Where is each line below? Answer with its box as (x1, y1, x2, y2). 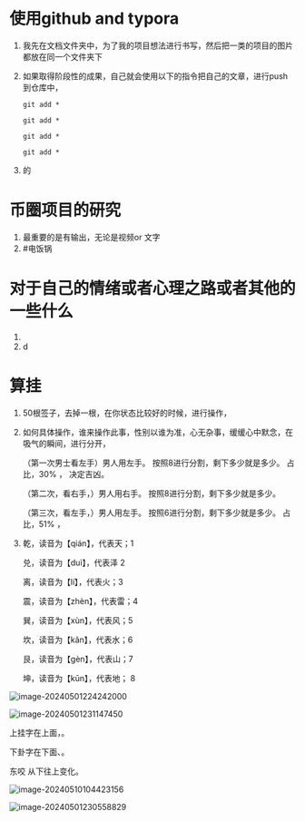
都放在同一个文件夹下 (22, 51, 103, 62)
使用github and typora (9, 8, 180, 29)
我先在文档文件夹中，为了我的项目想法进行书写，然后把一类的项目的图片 (22, 40, 293, 51)
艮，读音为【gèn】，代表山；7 (22, 653, 133, 664)
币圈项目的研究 (9, 200, 122, 220)
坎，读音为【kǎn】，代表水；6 (22, 634, 133, 645)
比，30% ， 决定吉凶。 (22, 468, 109, 479)
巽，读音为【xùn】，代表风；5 (22, 614, 133, 626)
